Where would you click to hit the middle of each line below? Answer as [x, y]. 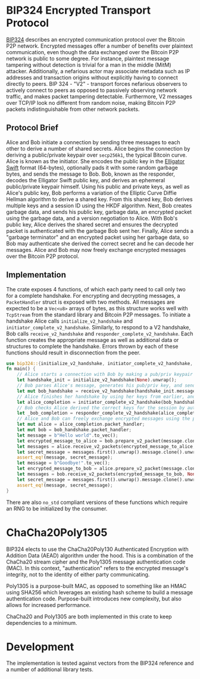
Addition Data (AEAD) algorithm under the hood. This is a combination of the [100, 555]
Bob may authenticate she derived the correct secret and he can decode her [100, 243]
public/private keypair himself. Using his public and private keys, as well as [98, 186]
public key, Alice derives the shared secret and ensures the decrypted [92, 225]
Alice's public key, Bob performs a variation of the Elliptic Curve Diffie [91, 193]
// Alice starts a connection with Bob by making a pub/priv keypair [105, 375]
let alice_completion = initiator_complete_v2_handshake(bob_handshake [107, 402]
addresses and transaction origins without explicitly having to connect [92, 77]
